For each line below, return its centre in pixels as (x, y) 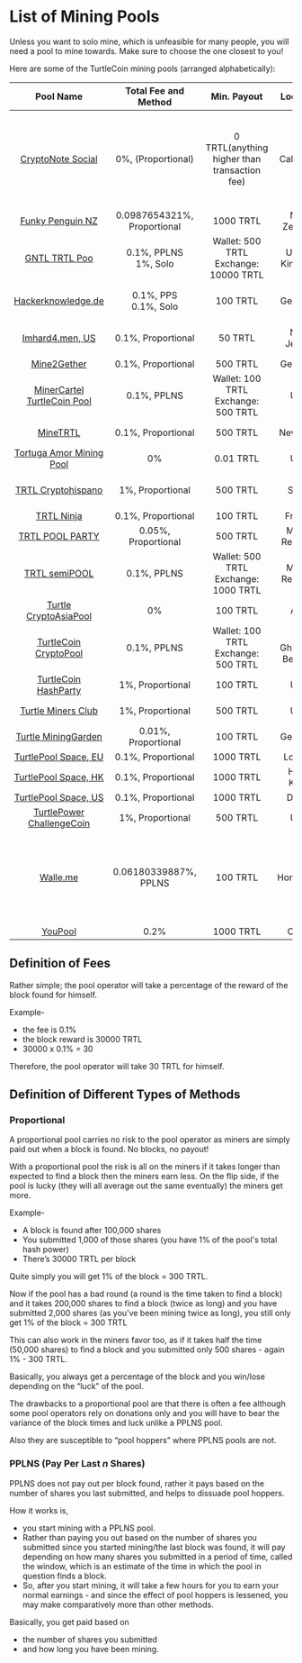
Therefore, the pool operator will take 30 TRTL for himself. (117, 1066)
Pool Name (59, 96)
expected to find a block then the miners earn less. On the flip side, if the (144, 1177)
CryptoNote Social (59, 159)
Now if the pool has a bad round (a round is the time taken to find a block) (146, 1294)
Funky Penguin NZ (59, 221)
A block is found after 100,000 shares (92, 1231)
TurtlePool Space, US (59, 797)
